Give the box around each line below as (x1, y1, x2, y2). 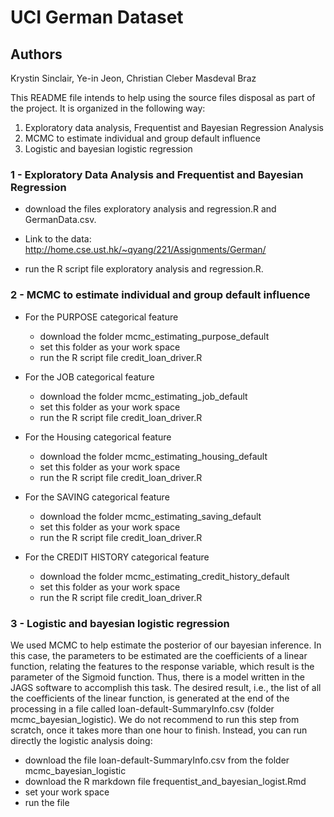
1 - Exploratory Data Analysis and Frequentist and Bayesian (10, 167, 304, 181)
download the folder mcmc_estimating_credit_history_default (39, 570, 290, 582)
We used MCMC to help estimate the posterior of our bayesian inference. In (10, 639, 322, 651)
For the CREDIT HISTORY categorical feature (24, 551, 210, 563)
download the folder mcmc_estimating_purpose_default (39, 330, 270, 342)
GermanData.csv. (24, 214, 97, 226)
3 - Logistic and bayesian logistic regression (10, 616, 230, 630)
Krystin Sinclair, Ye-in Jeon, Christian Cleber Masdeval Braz (10, 72, 257, 84)
